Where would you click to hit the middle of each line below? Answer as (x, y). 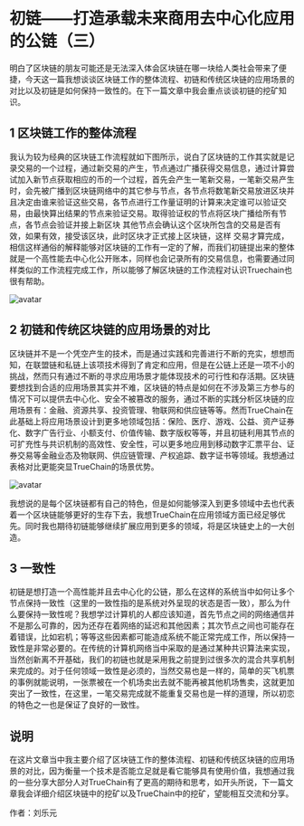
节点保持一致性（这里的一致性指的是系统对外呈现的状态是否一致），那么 (142, 603)
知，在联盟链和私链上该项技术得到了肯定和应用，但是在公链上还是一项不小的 (152, 365)
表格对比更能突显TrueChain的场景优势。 (84, 466)
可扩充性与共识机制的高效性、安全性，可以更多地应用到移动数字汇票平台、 (148, 443)
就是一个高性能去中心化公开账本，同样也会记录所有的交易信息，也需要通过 (148, 258)
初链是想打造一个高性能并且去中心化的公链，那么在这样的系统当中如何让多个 (152, 592)
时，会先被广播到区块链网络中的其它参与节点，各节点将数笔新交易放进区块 (148, 190)
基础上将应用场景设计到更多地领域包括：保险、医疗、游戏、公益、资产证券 (156, 421)
